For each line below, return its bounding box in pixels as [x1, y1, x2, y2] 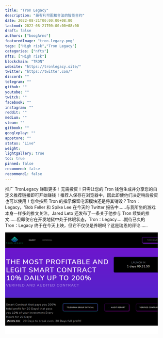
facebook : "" [5, 100, 32, 105]
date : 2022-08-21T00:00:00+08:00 [5, 18, 73, 23]
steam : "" [5, 120, 25, 126]
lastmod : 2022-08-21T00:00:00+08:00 [5, 23, 79, 28]
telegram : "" [5, 80, 32, 84]
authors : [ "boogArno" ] [5, 33, 51, 38]
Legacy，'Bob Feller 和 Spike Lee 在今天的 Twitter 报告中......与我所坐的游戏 [5, 204, 156, 210]
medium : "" [5, 115, 27, 120]
